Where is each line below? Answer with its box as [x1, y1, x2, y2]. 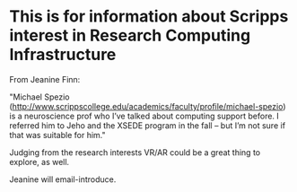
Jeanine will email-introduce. [9, 173, 117, 185]
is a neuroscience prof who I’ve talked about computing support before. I [9, 110, 280, 121]
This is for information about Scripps [9, 6, 289, 27]
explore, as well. [9, 156, 70, 167]
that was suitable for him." [9, 129, 106, 140]
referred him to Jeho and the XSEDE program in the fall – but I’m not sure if [9, 119, 285, 131]
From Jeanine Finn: [9, 74, 81, 84]
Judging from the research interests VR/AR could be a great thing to [9, 146, 261, 158]
